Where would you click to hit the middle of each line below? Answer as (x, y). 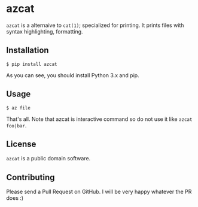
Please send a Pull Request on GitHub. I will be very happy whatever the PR (99, 192)
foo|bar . (16, 125)
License (21, 144)
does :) (15, 198)
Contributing (31, 177)
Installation (28, 51)
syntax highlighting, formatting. (45, 31)
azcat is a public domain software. (48, 159)
